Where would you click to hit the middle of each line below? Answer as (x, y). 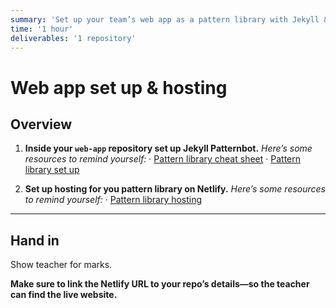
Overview (41, 124)
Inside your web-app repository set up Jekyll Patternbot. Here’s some (168, 148)
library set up (52, 170)
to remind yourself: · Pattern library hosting (113, 200)
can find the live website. (64, 295)
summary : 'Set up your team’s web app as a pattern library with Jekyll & (169, 19)
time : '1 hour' (42, 29)
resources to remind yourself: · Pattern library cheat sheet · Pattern (162, 159)
